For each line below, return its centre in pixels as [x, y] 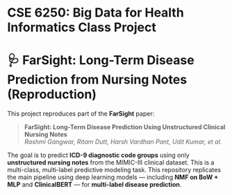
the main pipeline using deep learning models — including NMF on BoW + [113, 177]
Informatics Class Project [82, 27]
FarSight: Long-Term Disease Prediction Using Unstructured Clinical [125, 127]
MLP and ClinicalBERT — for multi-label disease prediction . [94, 185]
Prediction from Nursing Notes [97, 80]
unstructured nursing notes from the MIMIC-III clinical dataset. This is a [111, 162]
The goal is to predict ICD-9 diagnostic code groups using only [98, 155]
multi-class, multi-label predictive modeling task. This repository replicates [114, 170]
